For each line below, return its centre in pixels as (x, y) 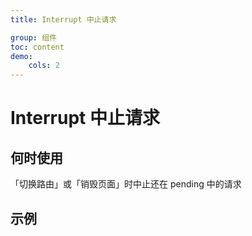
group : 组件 (33, 37)
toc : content (37, 47)
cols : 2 (44, 66)
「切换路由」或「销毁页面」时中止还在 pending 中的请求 (126, 184)
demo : (21, 56)
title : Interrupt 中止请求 (63, 19)
